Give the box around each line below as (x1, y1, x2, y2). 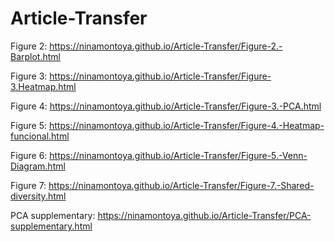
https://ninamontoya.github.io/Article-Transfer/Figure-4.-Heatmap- (48, 119, 325, 131)
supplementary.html (10, 220, 93, 232)
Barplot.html (10, 50, 61, 62)
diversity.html (10, 190, 67, 202)
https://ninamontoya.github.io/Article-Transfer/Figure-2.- (49, 40, 283, 52)
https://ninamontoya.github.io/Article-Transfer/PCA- (97, 209, 312, 221)
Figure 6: (10, 149, 48, 161)
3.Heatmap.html (10, 80, 77, 92)
